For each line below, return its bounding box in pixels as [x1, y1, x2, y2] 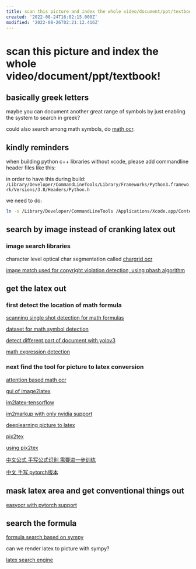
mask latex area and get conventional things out [6, 486, 185, 496]
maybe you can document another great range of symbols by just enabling [6, 108, 185, 115]
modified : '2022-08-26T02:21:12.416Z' [6, 19, 100, 25]
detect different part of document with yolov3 [6, 337, 116, 344]
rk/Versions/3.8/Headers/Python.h [6, 187, 90, 193]
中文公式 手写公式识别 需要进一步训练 [6, 456, 96, 463]
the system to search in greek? [6, 115, 80, 122]
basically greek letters [6, 92, 89, 102]
